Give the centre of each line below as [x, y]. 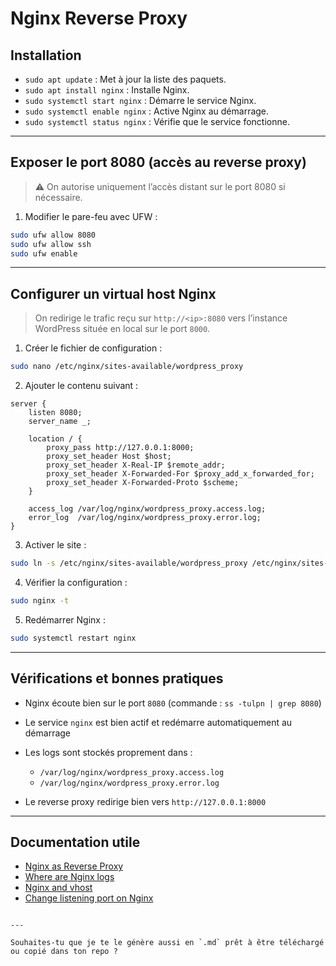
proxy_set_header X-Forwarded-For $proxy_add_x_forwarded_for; [180, 474]
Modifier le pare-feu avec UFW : [91, 216]
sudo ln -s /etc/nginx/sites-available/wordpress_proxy [129, 563]
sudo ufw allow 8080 [53, 235]
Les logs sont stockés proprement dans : [108, 752]
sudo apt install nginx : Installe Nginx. [107, 90]
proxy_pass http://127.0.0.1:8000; [120, 448]
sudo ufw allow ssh [51, 244]
